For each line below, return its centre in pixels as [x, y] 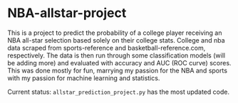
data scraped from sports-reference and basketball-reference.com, [107, 48]
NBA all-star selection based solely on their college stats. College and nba [117, 40]
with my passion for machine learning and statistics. [84, 78]
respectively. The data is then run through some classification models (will [117, 55]
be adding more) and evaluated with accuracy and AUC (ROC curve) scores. [119, 63]
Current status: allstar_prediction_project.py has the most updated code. [119, 92]
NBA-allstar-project [67, 13]
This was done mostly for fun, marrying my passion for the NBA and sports [118, 70]
